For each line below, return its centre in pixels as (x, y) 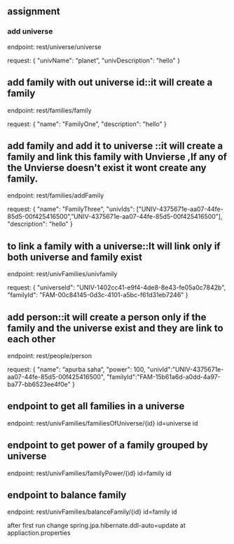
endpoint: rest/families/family (50, 110)
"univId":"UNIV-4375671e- (185, 369)
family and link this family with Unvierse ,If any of (117, 157)
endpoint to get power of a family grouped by (108, 446)
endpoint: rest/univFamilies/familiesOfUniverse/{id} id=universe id (103, 423)
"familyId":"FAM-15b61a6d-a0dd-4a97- (163, 376)
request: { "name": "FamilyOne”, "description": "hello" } (87, 124)
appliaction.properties (39, 533)
